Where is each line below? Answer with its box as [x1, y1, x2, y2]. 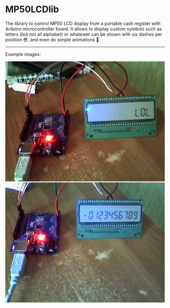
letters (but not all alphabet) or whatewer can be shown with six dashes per [5, 31, 162, 37]
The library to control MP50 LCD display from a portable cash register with [5, 20, 161, 26]
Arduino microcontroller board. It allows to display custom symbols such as [5, 25, 162, 32]
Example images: [5, 51, 41, 57]
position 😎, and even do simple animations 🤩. [5, 37, 101, 43]
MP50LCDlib [5, 4, 59, 15]
